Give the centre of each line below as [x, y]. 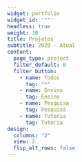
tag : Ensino [42, 97]
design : [18, 129]
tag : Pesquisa [46, 110]
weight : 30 [23, 33]
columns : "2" [32, 135]
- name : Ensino [41, 90]
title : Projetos [30, 39]
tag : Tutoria [44, 122]
